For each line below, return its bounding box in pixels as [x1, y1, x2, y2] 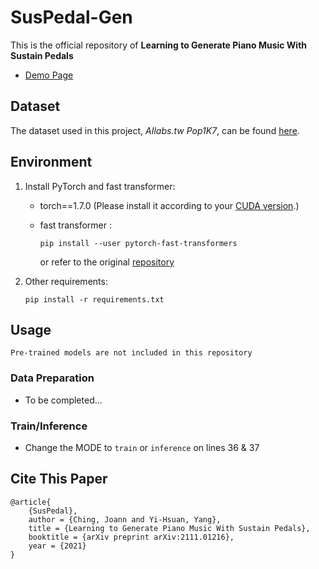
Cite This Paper [10, 471, 108, 488]
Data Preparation [10, 371, 95, 385]
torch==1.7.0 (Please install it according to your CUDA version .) [39, 199, 300, 211]
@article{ [10, 497, 52, 507]
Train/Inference [10, 419, 88, 433]
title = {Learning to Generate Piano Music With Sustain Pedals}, [28, 523, 311, 533]
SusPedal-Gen [10, 6, 133, 29]
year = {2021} [28, 541, 87, 551]
